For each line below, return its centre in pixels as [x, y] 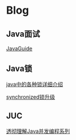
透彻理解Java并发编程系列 [38, 131]
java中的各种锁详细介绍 [35, 84]
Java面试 [23, 34]
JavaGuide [19, 49]
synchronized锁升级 [31, 97]
